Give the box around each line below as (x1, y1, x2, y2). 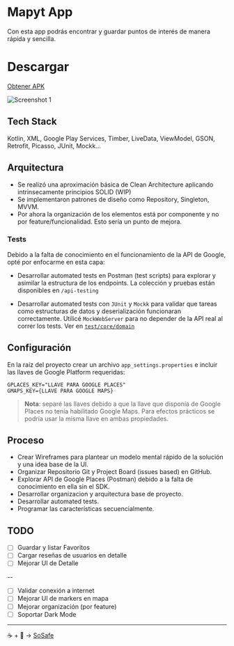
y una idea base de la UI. (17, 460, 89, 468)
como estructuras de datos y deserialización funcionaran (17, 307, 182, 315)
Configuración (7, 342, 72, 354)
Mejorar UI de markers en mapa (17, 594, 109, 603)
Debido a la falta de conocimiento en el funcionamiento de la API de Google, (7, 250, 226, 258)
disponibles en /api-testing (17, 286, 99, 294)
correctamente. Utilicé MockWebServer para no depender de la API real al (17, 314, 223, 322)
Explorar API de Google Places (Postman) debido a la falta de (17, 475, 194, 484)
